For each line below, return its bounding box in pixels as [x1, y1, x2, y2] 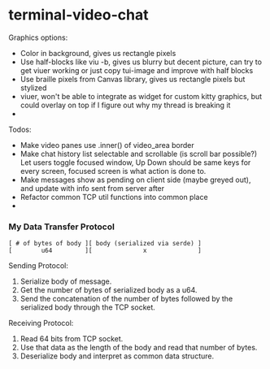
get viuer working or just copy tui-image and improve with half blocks [20, 65, 254, 75]
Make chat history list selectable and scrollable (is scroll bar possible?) [20, 149, 258, 158]
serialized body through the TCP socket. [20, 302, 156, 312]
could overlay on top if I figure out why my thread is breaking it [20, 100, 231, 110]
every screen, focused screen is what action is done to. [20, 166, 207, 176]
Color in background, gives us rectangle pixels [20, 48, 176, 58]
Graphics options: [8, 33, 68, 42]
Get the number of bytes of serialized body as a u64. [20, 285, 198, 295]
